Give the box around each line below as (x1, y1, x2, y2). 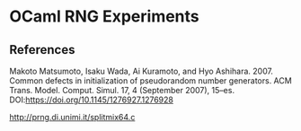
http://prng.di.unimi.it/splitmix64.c (9, 112, 136, 122)
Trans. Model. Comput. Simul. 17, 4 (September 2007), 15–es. (9, 85, 235, 95)
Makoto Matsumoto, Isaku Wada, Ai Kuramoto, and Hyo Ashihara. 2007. (9, 65, 274, 76)
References (9, 42, 75, 57)
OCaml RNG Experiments (9, 6, 199, 27)
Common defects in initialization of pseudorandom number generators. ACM (9, 75, 292, 86)
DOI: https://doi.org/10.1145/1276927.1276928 (9, 94, 173, 105)
